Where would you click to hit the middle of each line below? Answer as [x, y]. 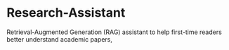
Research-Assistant [66, 13]
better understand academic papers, [60, 39]
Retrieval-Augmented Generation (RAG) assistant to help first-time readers [114, 32]
